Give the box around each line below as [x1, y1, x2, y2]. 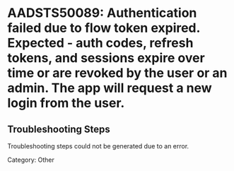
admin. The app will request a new [7, 80, 212, 96]
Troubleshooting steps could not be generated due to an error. [7, 142, 189, 150]
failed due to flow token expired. [7, 20, 200, 36]
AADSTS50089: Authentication [7, 5, 197, 21]
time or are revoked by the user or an [7, 65, 228, 81]
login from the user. [7, 95, 125, 111]
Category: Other [7, 155, 54, 164]
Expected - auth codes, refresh [7, 35, 194, 51]
